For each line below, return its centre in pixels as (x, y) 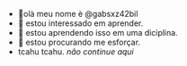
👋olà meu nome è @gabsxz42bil (78, 14)
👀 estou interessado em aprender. (80, 23)
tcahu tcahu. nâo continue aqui (76, 52)
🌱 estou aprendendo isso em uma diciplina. (98, 33)
